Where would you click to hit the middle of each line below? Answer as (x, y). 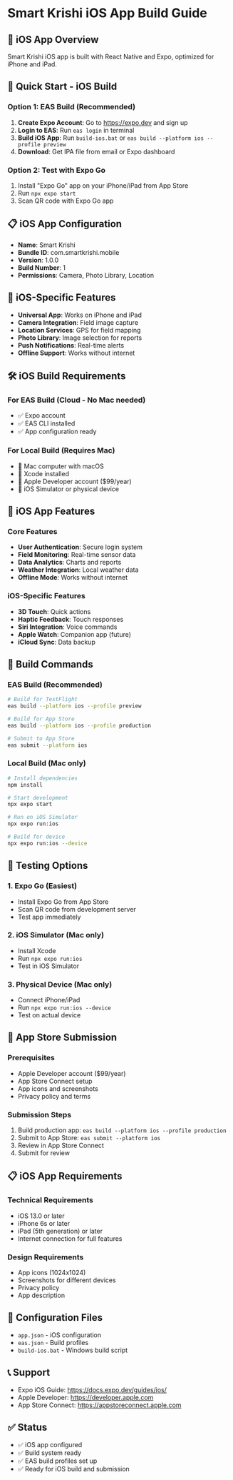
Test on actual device (49, 1015)
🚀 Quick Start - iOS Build (62, 87)
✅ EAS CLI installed (46, 423)
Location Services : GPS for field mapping (79, 330)
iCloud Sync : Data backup (57, 642)
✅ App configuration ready (57, 432)
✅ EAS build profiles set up (57, 1461)
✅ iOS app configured (50, 1444)
